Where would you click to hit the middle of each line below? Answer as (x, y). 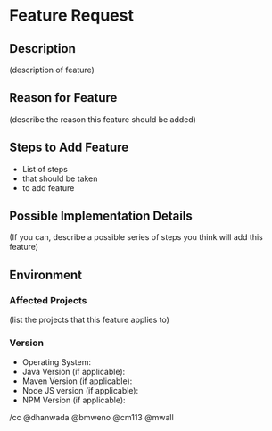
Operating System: (57, 362)
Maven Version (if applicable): (77, 381)
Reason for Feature (63, 98)
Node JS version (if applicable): (80, 391)
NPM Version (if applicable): (74, 400)
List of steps (45, 169)
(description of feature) (52, 70)
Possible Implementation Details (101, 216)
